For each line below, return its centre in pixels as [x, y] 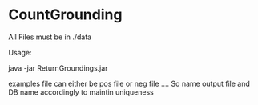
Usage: [20, 52]
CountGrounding [65, 15]
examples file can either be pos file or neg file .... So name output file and [129, 83]
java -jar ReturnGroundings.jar [58, 68]
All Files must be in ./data [50, 37]
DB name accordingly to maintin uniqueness [81, 92]
